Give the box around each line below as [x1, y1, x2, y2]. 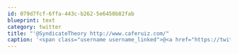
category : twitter [7, 23, 62, 30]
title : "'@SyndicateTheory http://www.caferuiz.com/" [7, 29, 170, 37]
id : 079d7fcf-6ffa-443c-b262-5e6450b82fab [7, 10, 135, 18]
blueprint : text [7, 17, 55, 24]
